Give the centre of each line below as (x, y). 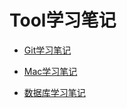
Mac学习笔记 (50, 71)
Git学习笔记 (47, 50)
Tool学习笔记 (63, 20)
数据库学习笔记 (54, 92)
